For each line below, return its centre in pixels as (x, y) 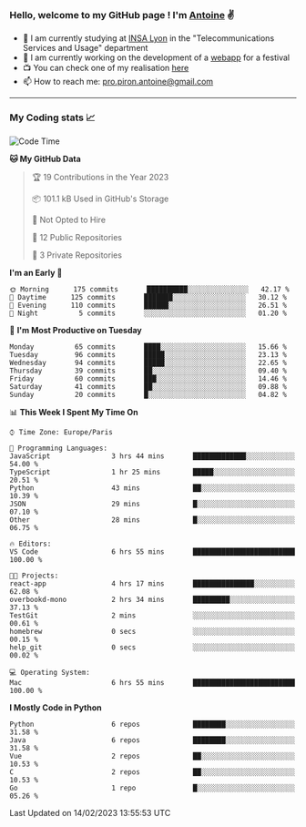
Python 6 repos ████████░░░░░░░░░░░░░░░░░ (153, 724)
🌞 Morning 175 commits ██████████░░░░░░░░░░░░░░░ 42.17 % (149, 289)
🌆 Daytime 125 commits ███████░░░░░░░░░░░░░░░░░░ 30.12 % (148, 297)
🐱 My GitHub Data (46, 158)
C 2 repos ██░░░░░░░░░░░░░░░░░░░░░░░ (153, 772)
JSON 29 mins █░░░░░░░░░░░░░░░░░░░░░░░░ (153, 504)
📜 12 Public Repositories (77, 237)
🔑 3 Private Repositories (77, 255)
